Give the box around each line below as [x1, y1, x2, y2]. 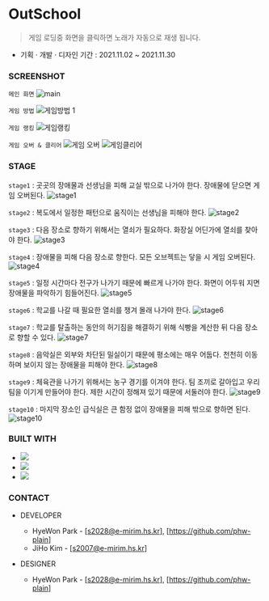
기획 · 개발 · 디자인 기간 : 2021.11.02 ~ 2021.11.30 [19, 49, 176, 59]
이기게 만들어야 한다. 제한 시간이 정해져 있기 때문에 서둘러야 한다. [23, 387, 228, 396]
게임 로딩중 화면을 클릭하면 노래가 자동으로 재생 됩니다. [27, 32, 201, 42]
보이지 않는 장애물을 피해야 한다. [23, 359, 125, 369]
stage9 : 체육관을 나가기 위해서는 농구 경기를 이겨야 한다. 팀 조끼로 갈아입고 [8, 377, 245, 387]
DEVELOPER [19, 510, 62, 520]
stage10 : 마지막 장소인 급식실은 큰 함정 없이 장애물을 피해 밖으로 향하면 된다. [8, 404, 250, 413]
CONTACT [8, 492, 50, 503]
